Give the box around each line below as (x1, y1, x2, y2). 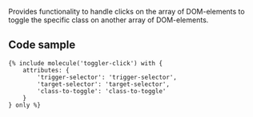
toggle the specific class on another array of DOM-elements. (8, 15, 209, 25)
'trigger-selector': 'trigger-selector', (37, 73, 178, 81)
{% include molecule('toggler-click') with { (8, 59, 163, 67)
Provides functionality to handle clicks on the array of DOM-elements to (8, 7, 246, 16)
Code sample (8, 38, 76, 52)
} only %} (8, 101, 42, 109)
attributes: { (22, 66, 70, 74)
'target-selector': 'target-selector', (37, 80, 171, 88)
